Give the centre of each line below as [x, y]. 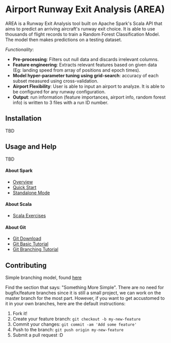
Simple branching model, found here [44, 277]
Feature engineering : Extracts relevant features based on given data [85, 65]
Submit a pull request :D [38, 335]
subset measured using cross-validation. [55, 81]
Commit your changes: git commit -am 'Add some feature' [75, 324]
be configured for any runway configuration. [59, 91]
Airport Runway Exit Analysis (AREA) [85, 9]
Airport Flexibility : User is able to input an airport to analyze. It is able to [89, 86]
